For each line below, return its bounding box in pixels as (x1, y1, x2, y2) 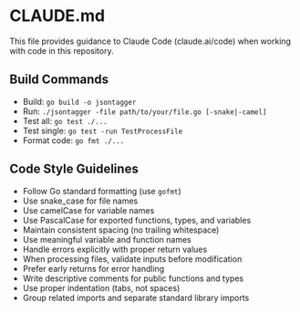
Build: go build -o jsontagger (22, 96, 137, 107)
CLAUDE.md (9, 5, 106, 26)
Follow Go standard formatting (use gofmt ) (22, 185, 182, 196)
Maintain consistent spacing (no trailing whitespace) (22, 224, 220, 235)
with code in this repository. (9, 45, 114, 56)
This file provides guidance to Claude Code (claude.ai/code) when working (9, 36, 292, 47)
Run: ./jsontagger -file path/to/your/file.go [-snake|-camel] (22, 106, 267, 117)
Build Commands (9, 72, 109, 88)
